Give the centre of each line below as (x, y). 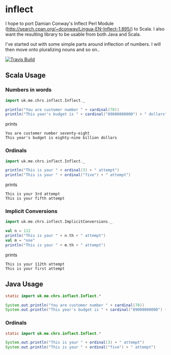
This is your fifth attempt (35, 199)
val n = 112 (18, 231)
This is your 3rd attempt (33, 194)
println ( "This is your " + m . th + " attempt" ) (55, 245)
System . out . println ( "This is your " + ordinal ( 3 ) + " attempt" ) (75, 343)
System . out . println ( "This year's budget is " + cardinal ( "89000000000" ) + (86, 310)
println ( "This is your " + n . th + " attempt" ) (55, 236)
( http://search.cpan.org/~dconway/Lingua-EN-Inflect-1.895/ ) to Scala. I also (85, 28)
